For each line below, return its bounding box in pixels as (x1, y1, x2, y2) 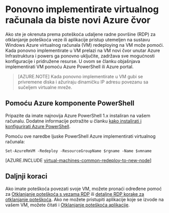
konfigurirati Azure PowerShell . (5, 123, 71, 129)
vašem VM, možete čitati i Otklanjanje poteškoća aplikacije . (5, 202, 130, 208)
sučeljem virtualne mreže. (17, 84, 73, 90)
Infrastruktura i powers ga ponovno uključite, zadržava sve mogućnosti (5, 52, 155, 59)
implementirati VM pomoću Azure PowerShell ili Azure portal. (5, 64, 134, 70)
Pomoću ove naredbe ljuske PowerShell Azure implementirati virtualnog (5, 133, 156, 139)
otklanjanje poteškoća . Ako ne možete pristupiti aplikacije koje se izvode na (5, 196, 164, 202)
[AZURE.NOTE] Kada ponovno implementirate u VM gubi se (17, 73, 143, 79)
